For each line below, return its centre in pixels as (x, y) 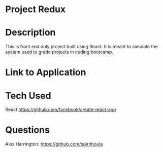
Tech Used (28, 96)
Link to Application (46, 72)
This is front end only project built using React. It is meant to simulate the (82, 47)
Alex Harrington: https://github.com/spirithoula (54, 144)
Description (30, 33)
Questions (27, 130)
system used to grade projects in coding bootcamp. (59, 52)
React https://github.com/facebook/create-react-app (61, 109)
